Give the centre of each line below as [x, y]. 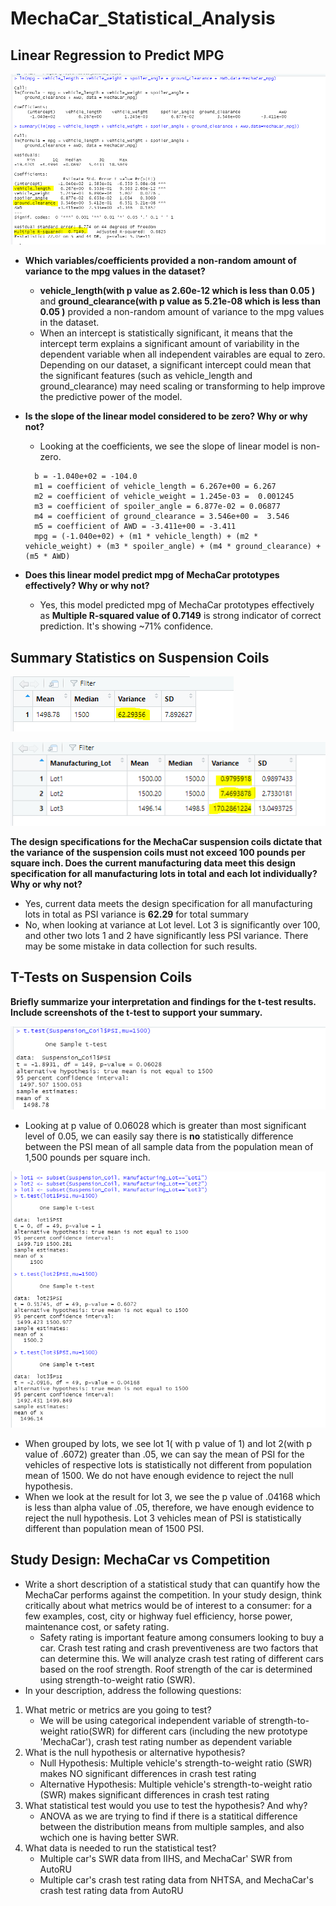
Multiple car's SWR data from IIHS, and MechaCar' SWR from [166, 1858]
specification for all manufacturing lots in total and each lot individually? [164, 873]
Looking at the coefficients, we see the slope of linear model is [169, 446]
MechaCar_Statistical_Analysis [143, 18]
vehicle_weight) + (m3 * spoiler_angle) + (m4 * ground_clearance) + [173, 547]
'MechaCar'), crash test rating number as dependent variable [166, 1741]
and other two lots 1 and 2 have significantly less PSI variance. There [166, 935]
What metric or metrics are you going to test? [118, 1709]
